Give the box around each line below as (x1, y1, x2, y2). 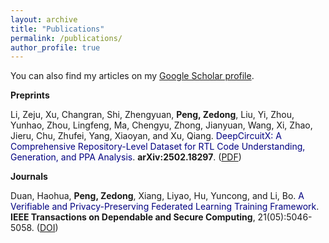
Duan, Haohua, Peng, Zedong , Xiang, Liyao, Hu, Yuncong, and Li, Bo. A (10, 190, 305, 202)
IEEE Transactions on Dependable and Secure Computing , (10, 211, 256, 223)
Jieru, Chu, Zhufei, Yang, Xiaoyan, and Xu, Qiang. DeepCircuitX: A (10, 130, 282, 142)
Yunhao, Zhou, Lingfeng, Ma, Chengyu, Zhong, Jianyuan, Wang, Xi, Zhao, (10, 119, 313, 131)
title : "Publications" (10, 24, 105, 34)
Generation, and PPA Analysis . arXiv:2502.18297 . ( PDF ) (10, 151, 242, 163)
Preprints (10, 89, 50, 101)
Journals (10, 171, 48, 183)
